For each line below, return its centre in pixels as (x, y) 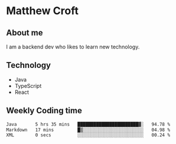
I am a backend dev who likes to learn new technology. (73, 47)
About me (25, 33)
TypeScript (28, 86)
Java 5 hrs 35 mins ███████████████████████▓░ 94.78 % (88, 124)
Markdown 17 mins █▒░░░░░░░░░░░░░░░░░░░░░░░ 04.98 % (88, 130)
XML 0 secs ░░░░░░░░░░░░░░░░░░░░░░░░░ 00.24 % (88, 135)
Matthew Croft (42, 11)
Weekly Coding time (44, 111)
